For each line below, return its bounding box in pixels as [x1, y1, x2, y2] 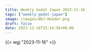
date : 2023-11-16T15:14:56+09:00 [5, 26, 74, 31]
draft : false [5, 21, 32, 26]
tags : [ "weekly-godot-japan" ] [5, 12, 68, 17]
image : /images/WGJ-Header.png [5, 16, 70, 21]
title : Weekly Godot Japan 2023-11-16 [5, 7, 85, 12]
